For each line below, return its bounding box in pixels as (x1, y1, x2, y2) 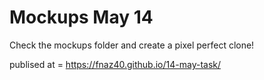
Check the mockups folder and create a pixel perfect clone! (9, 39, 255, 51)
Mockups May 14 (9, 6, 154, 29)
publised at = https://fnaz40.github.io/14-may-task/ (9, 58, 222, 70)
